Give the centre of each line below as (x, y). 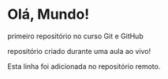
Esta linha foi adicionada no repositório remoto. (84, 66)
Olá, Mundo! (49, 14)
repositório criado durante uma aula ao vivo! (79, 51)
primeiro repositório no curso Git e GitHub (75, 36)
